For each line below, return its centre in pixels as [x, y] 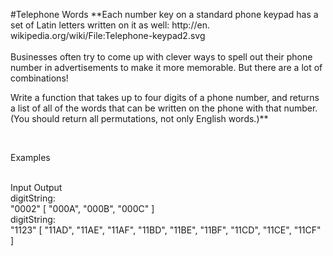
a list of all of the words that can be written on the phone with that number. [164, 108]
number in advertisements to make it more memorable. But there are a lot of [166, 67]
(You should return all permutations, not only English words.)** [139, 118]
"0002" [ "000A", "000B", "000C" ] [82, 208]
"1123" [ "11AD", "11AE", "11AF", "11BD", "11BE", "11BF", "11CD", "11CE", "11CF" [166, 230]
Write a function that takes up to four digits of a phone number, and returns [165, 97]
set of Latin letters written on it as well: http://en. [110, 25]
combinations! [39, 78]
